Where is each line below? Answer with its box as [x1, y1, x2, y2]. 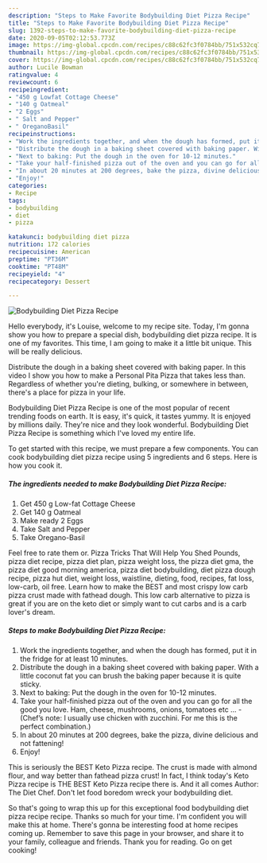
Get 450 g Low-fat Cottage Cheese [19, 499, 136, 509]
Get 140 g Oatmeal [19, 507, 81, 517]
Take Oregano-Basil [19, 533, 85, 542]
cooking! [8, 846, 37, 855]
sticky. [19, 679, 42, 689]
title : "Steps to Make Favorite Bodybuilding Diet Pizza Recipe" [8, 19, 229, 27]
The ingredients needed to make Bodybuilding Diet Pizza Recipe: [8, 479, 227, 488]
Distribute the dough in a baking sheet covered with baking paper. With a [19, 663, 259, 672]
